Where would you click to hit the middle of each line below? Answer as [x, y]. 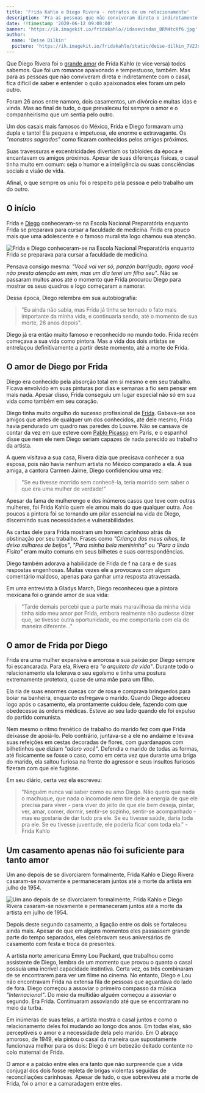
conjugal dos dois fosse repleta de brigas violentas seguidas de [86, 1071]
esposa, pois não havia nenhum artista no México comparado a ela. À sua [99, 464]
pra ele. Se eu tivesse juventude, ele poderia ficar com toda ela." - [104, 825]
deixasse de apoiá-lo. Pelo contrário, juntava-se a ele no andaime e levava [100, 736]
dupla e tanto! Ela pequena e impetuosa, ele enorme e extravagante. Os [96, 133]
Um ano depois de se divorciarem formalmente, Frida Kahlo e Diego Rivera [100, 875]
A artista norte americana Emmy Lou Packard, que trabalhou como [90, 956]
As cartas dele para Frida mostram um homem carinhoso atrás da [89, 532]
